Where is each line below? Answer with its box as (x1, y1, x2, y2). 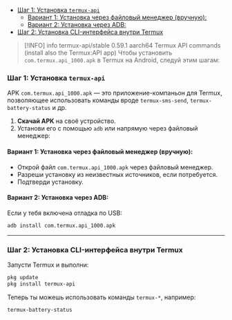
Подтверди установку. (17, 178, 84, 186)
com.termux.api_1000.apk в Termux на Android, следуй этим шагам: (23, 56, 220, 64)
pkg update (7, 274, 39, 281)
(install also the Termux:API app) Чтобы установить (23, 48, 173, 57)
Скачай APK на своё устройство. (17, 117, 116, 125)
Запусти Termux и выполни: (7, 261, 89, 269)
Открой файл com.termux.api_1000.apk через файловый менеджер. (17, 162, 213, 171)
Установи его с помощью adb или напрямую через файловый (17, 124, 198, 133)
